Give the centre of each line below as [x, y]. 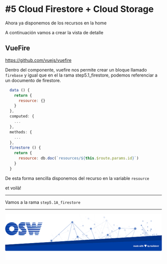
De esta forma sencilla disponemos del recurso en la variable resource [77, 178]
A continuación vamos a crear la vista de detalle [54, 32]
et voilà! [13, 188]
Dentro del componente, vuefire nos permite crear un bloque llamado [76, 70]
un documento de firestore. [33, 80]
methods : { [21, 132]
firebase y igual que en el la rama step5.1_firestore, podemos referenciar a [81, 75]
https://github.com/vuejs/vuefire [39, 60]
